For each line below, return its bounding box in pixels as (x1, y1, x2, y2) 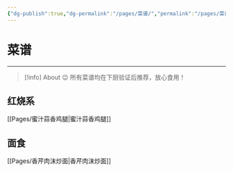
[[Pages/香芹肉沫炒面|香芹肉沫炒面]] (7, 157, 112, 165)
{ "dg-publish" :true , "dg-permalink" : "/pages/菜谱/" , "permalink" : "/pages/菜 (7, 10, 225, 17)
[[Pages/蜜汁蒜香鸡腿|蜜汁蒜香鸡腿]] (7, 115, 112, 123)
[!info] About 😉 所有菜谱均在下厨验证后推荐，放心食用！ (24, 73, 186, 81)
